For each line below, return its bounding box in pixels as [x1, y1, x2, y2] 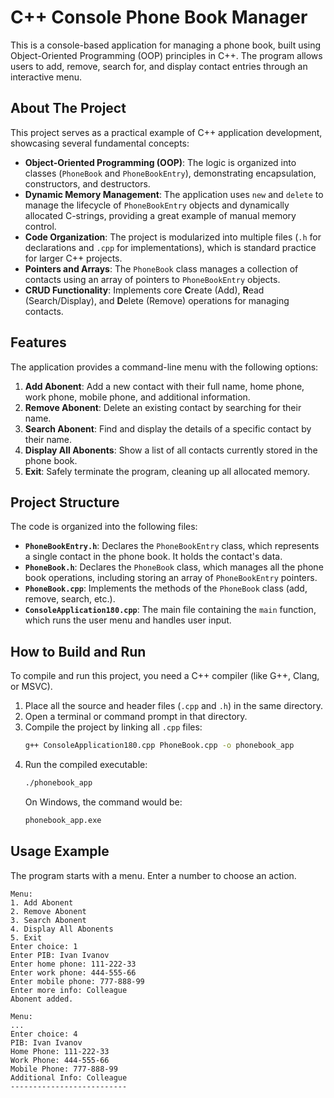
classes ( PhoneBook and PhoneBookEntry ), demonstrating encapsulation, [24, 167, 317, 179]
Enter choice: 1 [10, 941, 78, 951]
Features [10, 334, 67, 351]
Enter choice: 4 [10, 1029, 78, 1039]
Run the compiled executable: [24, 759, 148, 771]
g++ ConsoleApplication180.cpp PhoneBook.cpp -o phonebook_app [24, 741, 295, 751]
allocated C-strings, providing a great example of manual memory [24, 209, 297, 221]
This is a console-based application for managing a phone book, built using [10, 39, 322, 51]
